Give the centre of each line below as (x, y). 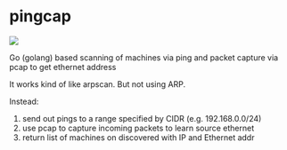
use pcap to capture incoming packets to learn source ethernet (138, 128)
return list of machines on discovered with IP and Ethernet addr (138, 137)
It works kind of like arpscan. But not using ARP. (97, 84)
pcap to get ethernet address (63, 67)
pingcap (41, 16)
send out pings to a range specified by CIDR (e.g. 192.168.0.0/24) (142, 118)
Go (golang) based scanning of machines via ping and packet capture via (144, 57)
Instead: (24, 101)
